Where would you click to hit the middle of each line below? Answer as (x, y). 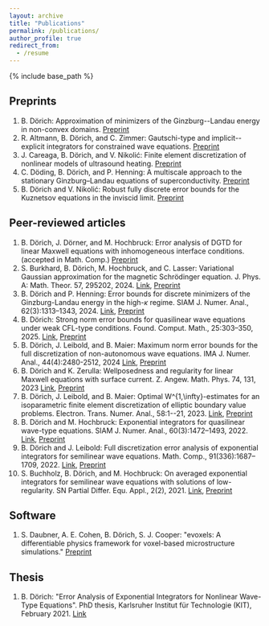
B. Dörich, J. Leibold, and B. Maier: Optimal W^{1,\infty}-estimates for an (140, 396)
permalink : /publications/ (54, 31)
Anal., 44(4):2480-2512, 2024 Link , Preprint (94, 362)
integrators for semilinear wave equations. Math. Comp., (114, 456)
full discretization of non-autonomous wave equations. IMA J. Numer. (136, 353)
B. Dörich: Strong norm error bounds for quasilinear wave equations (133, 319)
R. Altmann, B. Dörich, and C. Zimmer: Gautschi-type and (115, 138)
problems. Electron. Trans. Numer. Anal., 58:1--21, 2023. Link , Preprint (137, 413)
